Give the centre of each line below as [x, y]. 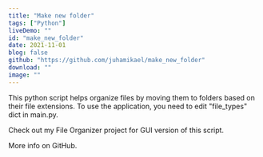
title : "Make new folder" [51, 16]
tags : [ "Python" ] [37, 23]
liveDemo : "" [30, 30]
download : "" [30, 68]
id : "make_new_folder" [46, 38]
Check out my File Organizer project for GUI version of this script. [116, 130]
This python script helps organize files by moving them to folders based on [132, 97]
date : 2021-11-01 [37, 45]
